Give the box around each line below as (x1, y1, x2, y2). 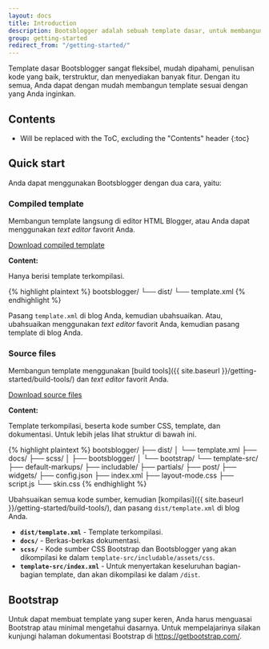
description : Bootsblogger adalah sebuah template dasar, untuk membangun (8, 26, 263, 34)
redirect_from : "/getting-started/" (8, 42, 130, 50)
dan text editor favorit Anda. (76, 374, 170, 385)
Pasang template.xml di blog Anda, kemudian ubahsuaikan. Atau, (8, 311, 223, 320)
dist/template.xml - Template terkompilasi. (19, 527, 163, 537)
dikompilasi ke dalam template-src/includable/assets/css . (19, 553, 215, 562)
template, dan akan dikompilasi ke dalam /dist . (44, 570, 201, 579)
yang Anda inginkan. (8, 89, 76, 99)
